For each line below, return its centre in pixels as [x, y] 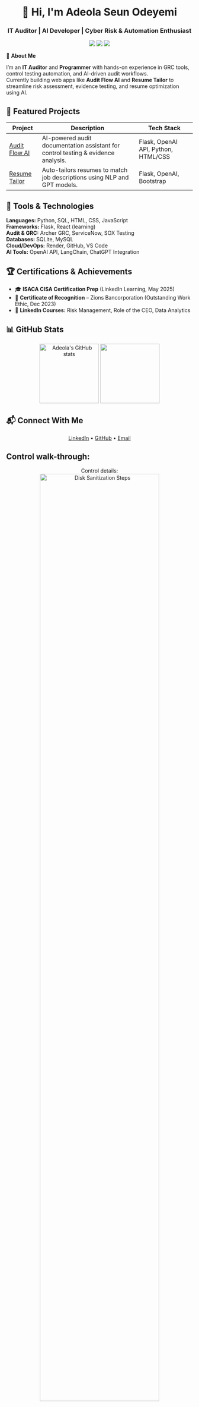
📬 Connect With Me [45, 421]
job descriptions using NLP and [85, 178]
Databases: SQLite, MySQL [40, 240]
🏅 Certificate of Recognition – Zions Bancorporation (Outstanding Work [102, 297]
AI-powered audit [67, 138]
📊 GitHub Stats [35, 330]
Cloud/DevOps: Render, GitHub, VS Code [57, 245]
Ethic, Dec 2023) [35, 304]
